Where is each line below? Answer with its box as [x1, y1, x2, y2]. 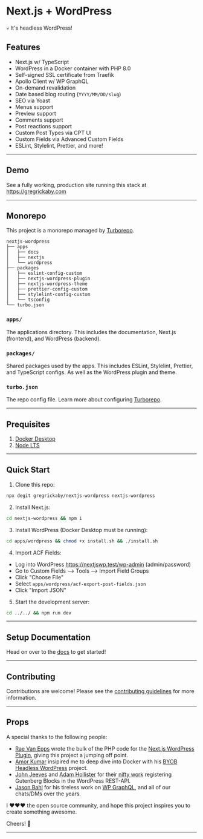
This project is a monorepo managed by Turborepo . [6, 227, 135, 234]
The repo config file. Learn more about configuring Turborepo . [6, 396, 162, 403]
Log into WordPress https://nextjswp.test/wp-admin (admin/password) [14, 561, 192, 568]
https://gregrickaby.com [6, 188, 66, 195]
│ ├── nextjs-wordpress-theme [6, 281, 88, 287]
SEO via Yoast [14, 97, 50, 104]
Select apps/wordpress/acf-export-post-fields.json [14, 580, 146, 587]
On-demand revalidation [14, 84, 76, 91]
